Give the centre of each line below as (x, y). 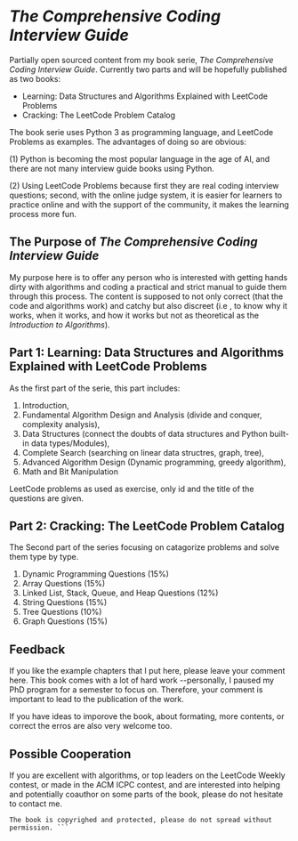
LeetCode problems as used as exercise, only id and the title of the (132, 489)
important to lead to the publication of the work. (97, 699)
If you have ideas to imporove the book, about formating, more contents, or (147, 716)
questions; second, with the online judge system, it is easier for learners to (146, 195)
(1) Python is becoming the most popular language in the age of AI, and (140, 158)
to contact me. (36, 804)
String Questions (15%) (64, 602)
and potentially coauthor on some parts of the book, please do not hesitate (146, 794)
